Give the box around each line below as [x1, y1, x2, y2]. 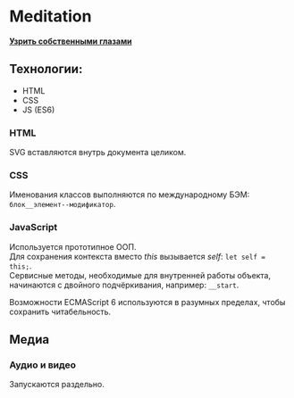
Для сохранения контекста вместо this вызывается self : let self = [9, 251, 266, 261]
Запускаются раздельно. [9, 379, 105, 390]
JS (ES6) [21, 104, 55, 115]
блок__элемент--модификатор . [9, 199, 116, 210]
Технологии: [9, 62, 83, 77]
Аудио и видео [9, 359, 77, 371]
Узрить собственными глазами [9, 36, 132, 46]
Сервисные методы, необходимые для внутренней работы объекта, [9, 269, 271, 280]
